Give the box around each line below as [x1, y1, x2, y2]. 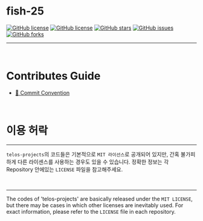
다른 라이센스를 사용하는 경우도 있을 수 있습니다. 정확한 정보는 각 [17, 158, 169, 165]
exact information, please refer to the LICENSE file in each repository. [6, 208, 176, 215]
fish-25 [6, 4, 44, 18]
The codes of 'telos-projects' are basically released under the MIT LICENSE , [6, 195, 193, 202]
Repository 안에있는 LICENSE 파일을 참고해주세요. [6, 165, 123, 173]
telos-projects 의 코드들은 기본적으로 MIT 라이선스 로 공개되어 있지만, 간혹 [6, 150, 179, 158]
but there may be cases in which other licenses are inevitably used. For [6, 201, 184, 209]
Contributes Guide [6, 69, 101, 83]
